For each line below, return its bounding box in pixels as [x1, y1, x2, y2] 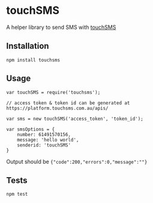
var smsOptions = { [6, 126, 55, 133]
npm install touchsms [6, 57, 61, 63]
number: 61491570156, [17, 131, 71, 137]
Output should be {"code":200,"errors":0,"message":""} [6, 158, 148, 165]
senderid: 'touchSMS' [17, 142, 71, 148]
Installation [6, 41, 49, 51]
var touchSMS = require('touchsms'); [6, 89, 101, 95]
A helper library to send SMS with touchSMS [6, 23, 116, 31]
